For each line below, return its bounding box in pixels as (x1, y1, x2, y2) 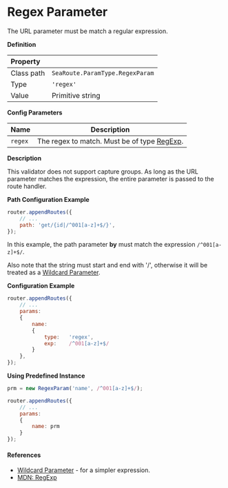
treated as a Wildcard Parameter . (7, 268, 101, 276)
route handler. (7, 182, 47, 190)
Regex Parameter (7, 4, 108, 20)
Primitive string (51, 90, 101, 100)
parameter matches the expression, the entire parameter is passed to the (7, 174, 215, 183)
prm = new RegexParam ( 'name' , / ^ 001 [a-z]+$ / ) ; (7, 385, 143, 392)
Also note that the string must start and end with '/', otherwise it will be (7, 261, 208, 270)
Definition (7, 40, 37, 48)
